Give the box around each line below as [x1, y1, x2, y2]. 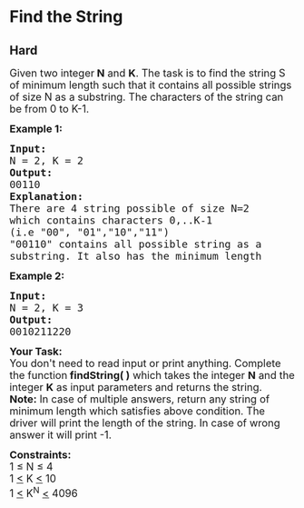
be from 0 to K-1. [9, 103, 90, 115]
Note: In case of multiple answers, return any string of [9, 393, 270, 405]
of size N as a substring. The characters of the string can [9, 91, 284, 104]
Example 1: [9, 123, 64, 135]
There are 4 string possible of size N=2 [9, 202, 250, 214]
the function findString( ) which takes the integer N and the [9, 369, 295, 382]
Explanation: [9, 190, 84, 203]
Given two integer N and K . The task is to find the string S [9, 66, 286, 79]
